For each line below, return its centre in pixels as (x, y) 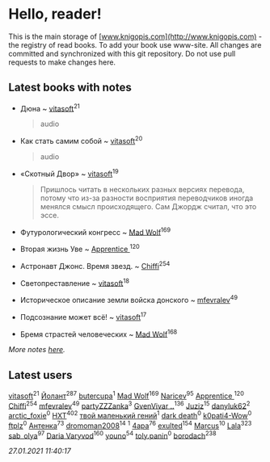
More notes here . (37, 350)
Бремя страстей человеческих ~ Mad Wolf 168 (99, 334)
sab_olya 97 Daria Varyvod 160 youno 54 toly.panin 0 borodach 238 (112, 435)
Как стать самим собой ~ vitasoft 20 (81, 141)
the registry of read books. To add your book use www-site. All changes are (135, 44)
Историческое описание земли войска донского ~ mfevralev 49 (129, 299)
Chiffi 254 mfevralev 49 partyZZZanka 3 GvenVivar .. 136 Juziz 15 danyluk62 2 (129, 405)
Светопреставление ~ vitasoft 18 (74, 282)
